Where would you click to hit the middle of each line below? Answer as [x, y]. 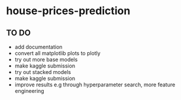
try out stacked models [43, 72]
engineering [29, 91]
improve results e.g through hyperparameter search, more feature [95, 85]
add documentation [38, 47]
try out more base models [46, 59]
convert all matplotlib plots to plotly [57, 53]
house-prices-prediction [68, 11]
